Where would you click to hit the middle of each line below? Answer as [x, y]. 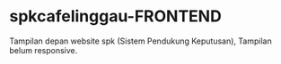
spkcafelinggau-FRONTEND [115, 16]
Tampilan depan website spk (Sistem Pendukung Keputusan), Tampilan [140, 41]
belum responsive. [44, 50]
